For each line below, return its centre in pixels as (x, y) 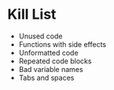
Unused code (40, 36)
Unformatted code (49, 52)
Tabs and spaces (46, 77)
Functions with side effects (63, 44)
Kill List (32, 14)
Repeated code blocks (55, 61)
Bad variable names (51, 69)
